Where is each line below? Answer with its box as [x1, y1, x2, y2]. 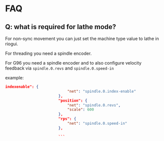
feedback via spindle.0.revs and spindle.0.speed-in [5, 65, 114, 71]
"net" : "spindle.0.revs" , [67, 103, 121, 107]
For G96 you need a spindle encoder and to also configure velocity [5, 60, 142, 66]
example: [5, 75, 24, 80]
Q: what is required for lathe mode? [5, 23, 116, 31]
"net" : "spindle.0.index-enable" [67, 89, 136, 94]
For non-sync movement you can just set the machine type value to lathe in [5, 35, 160, 41]
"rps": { [58, 116, 77, 121]
